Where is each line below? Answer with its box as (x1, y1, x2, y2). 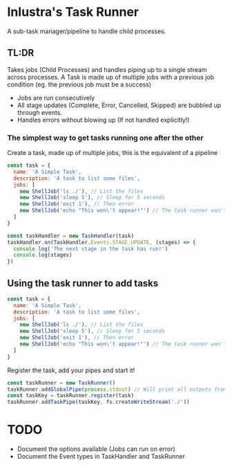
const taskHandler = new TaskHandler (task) (7, 232, 135, 239)
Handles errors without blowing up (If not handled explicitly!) (17, 116, 190, 124)
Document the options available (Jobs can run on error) (17, 445, 176, 453)
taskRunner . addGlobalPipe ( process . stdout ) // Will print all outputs (7, 385, 212, 393)
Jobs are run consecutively (17, 93, 95, 102)
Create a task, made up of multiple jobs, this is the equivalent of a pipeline (7, 149, 218, 157)
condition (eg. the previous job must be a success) (7, 80, 152, 89)
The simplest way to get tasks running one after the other (7, 133, 204, 143)
